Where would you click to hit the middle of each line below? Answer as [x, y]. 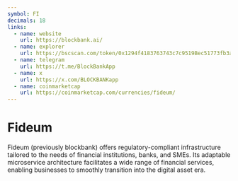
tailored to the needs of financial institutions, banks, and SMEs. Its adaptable [119, 155]
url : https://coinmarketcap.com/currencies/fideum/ [98, 93]
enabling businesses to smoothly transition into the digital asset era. [107, 170]
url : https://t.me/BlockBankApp [68, 66]
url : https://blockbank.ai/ [61, 40]
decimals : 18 [27, 21]
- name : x [28, 73]
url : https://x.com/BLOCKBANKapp [69, 80]
